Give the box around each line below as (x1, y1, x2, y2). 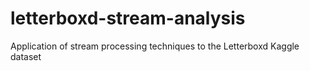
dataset (10, 50, 42, 62)
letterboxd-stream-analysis (10, 7, 246, 30)
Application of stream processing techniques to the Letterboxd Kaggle (10, 40, 300, 52)
